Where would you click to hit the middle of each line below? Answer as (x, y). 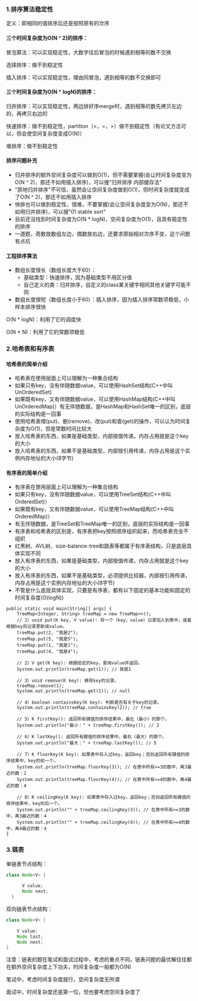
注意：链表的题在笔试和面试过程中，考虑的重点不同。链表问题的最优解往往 (96, 960)
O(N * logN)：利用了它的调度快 (44, 319)
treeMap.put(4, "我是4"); (47, 652)
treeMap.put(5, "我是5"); (47, 639)
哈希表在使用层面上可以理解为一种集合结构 (66, 378)
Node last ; (30, 937)
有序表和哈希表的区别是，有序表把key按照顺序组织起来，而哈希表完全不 (101, 531)
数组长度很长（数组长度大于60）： (55, 270)
